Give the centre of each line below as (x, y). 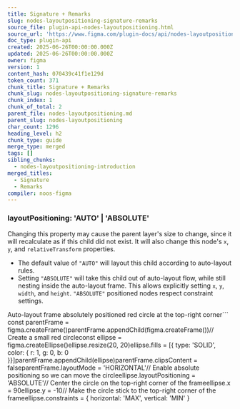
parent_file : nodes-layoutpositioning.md (70, 113)
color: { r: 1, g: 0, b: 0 (38, 352)
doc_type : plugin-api (40, 41)
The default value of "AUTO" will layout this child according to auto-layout (125, 263)
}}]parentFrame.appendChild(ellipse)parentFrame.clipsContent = (102, 360)
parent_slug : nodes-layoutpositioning (65, 120)
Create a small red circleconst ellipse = (65, 337)
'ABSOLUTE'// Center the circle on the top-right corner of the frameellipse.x (119, 383)
